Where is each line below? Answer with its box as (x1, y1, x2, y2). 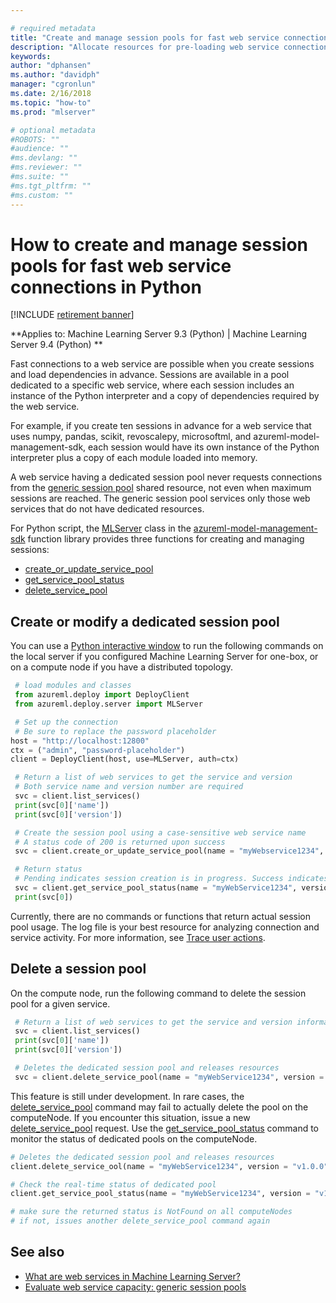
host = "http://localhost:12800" (10, 736, 150, 746)
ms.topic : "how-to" (10, 97, 92, 108)
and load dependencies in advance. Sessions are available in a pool (10, 369, 290, 381)
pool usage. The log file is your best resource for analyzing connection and (10, 921, 320, 933)
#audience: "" (10, 144, 70, 154)
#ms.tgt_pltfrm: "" (10, 181, 92, 191)
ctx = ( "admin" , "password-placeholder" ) (10, 745, 186, 755)
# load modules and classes (14, 681, 132, 691)
